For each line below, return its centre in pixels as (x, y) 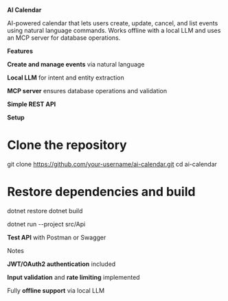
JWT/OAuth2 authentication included (61, 264)
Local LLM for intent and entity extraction (66, 77)
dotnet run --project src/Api (46, 224)
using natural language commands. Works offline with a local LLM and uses (114, 31)
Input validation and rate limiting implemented (73, 277)
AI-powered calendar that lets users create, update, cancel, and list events (113, 23)
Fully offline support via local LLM (56, 290)
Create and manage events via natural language (76, 64)
